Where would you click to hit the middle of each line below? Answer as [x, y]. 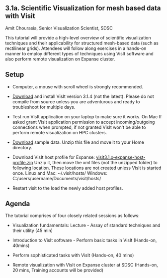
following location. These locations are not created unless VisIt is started [87, 168]
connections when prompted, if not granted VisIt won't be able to [79, 127]
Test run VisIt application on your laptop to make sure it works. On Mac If [87, 116]
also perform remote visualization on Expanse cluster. [60, 59]
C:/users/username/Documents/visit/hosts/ [57, 178]
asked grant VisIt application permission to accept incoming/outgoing [83, 122]
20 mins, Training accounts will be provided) [58, 270]
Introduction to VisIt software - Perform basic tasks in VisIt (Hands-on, [84, 240]
